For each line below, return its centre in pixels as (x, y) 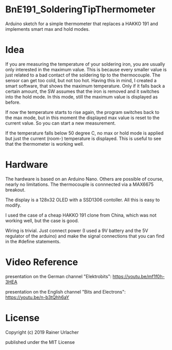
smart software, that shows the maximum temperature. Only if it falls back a (85, 86)
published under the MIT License (40, 342)
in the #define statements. (33, 241)
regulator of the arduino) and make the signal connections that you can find (85, 236)
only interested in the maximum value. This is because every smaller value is (86, 69)
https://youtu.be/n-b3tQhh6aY (37, 297)
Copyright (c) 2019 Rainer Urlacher (42, 332)
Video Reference (42, 262)
